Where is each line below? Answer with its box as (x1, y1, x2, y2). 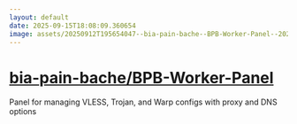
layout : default (9, 12, 69, 22)
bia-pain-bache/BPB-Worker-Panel (9, 67, 274, 88)
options (9, 106, 37, 117)
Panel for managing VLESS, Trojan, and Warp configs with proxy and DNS (9, 97, 278, 107)
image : (9, 29, 34, 38)
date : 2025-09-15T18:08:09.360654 (9, 21, 137, 30)
